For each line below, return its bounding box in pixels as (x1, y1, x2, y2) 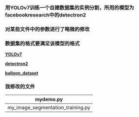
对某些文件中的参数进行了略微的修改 (5, 26, 90, 33)
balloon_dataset (5, 70, 38, 76)
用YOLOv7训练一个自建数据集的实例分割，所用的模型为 (5, 4, 135, 11)
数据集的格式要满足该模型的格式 (5, 40, 80, 47)
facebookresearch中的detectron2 (5, 11, 87, 18)
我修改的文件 (5, 84, 35, 90)
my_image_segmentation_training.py (7, 104, 91, 111)
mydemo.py (35, 96, 63, 103)
